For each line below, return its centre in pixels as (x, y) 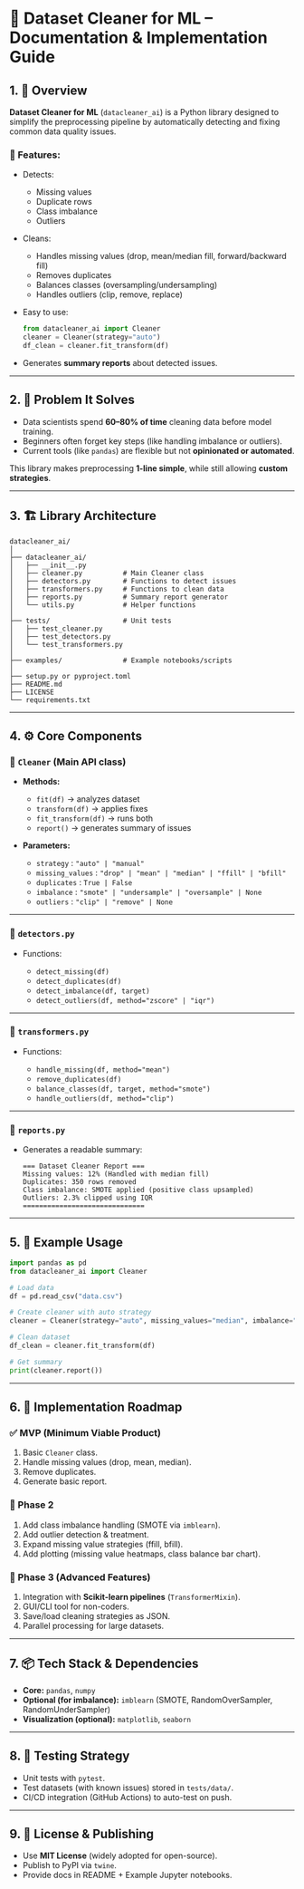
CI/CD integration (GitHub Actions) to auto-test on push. (127, 1797)
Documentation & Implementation (139, 38)
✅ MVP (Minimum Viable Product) (85, 1433)
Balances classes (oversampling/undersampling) (127, 285)
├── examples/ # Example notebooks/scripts (121, 660)
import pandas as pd (48, 1263)
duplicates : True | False (84, 882)
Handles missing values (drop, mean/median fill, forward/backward (161, 256)
